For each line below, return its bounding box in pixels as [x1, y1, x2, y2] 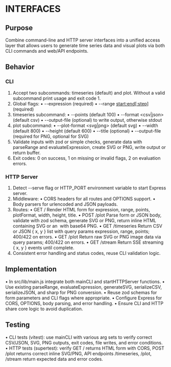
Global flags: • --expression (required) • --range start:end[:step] [12, 100, 149, 106]
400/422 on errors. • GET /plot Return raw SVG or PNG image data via [12, 233, 161, 240]
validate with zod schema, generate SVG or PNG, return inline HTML [12, 217, 157, 223]
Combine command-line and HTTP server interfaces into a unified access [5, 37, 160, 43]
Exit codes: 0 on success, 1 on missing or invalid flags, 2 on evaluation [12, 155, 161, 161]
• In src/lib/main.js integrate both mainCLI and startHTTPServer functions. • [5, 278, 165, 285]
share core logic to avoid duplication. [5, 306, 83, 312]
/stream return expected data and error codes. [5, 356, 103, 362]
